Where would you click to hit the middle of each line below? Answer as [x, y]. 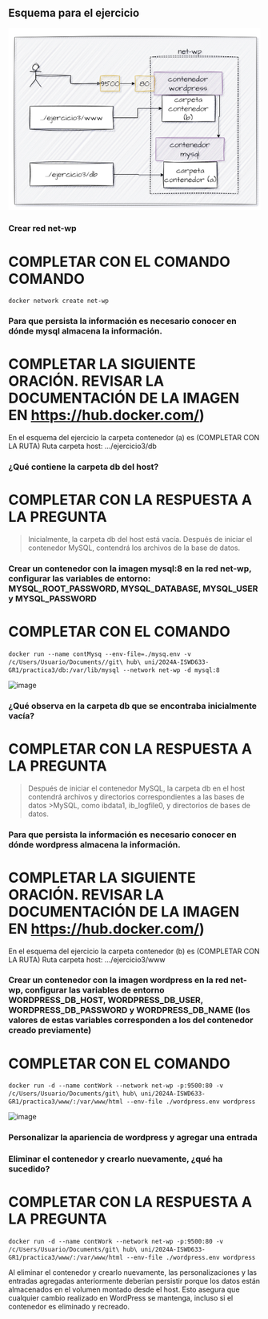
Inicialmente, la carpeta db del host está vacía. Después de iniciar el [140, 539]
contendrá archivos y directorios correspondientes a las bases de [136, 796]
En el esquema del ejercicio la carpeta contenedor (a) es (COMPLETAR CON [134, 438]
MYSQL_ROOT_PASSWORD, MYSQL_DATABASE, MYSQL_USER [133, 589]
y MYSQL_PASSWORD [53, 598]
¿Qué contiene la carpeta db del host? [84, 467]
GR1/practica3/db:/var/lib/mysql [64, 670]
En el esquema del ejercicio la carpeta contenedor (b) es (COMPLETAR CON [134, 951]
